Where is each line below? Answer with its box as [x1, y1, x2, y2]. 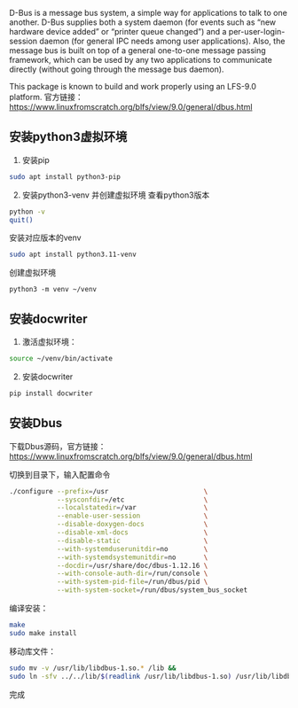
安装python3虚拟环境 [9, 129, 128, 144]
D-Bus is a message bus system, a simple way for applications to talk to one [9, 8, 288, 18]
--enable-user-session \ [56, 511, 208, 521]
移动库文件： [9, 646, 56, 657]
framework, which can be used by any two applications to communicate [9, 55, 272, 65]
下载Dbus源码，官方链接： [9, 440, 106, 451]
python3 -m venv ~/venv [9, 285, 98, 294]
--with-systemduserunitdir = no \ [56, 544, 208, 553]
